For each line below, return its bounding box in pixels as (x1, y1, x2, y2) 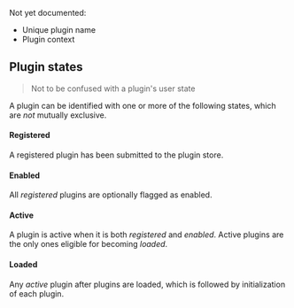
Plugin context (21, 35, 75, 44)
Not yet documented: (9, 8, 87, 18)
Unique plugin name (21, 25, 96, 35)
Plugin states (9, 59, 83, 74)
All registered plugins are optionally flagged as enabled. (9, 189, 213, 200)
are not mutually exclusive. (9, 110, 107, 120)
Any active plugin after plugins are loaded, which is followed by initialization (9, 279, 286, 289)
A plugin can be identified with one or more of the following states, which (9, 100, 276, 111)
